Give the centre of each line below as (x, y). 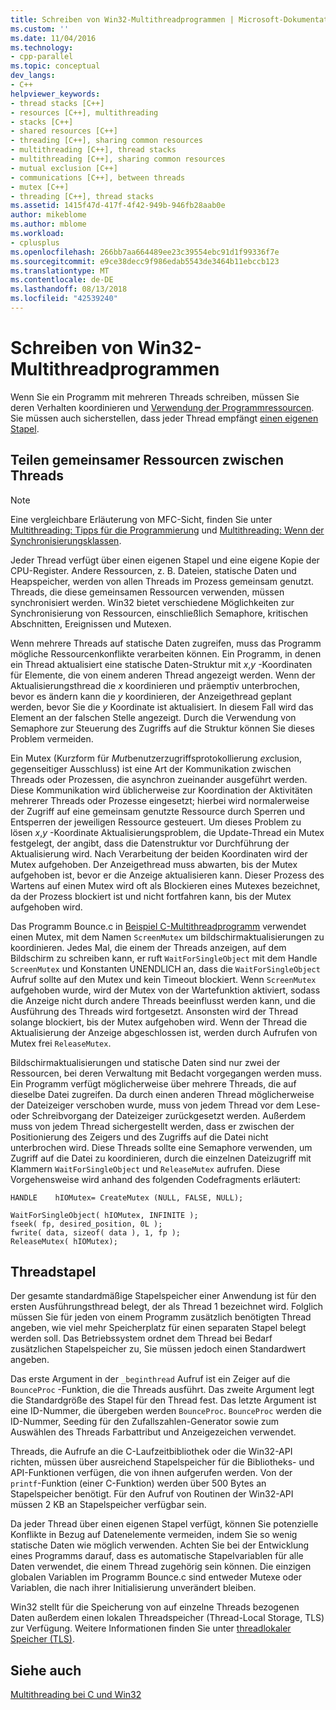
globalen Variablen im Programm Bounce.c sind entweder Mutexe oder (156, 1577)
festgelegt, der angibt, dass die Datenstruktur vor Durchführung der (150, 843)
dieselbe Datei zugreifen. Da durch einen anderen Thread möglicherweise (162, 1094)
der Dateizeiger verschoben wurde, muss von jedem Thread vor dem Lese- (165, 1105)
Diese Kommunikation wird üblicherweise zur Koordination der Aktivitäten (161, 790)
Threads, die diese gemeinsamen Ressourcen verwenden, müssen (147, 592)
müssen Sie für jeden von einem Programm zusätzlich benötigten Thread (161, 1317)
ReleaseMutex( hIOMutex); (64, 1241)
